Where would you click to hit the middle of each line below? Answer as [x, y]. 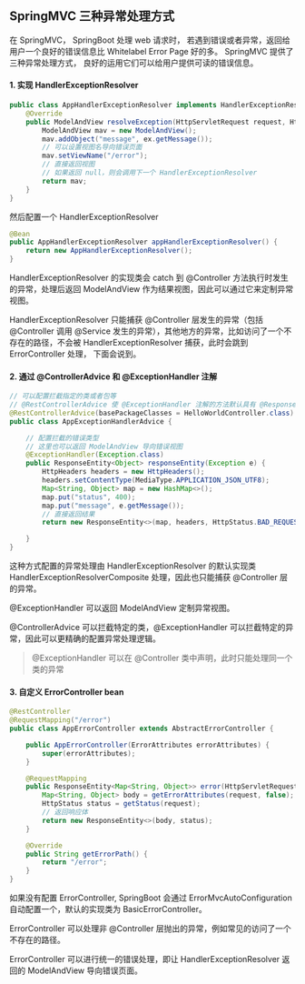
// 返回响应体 [65, 812]
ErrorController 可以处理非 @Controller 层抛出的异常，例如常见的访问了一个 [151, 929]
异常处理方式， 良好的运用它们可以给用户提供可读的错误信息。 [142, 63]
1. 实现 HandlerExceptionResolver [74, 85]
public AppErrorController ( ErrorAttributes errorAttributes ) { [148, 745]
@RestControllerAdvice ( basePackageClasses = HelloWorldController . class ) [152, 413]
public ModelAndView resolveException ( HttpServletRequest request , [156, 122]
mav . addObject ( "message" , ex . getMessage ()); [128, 139]
